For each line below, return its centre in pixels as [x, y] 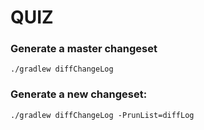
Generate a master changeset [84, 49]
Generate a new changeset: [79, 94]
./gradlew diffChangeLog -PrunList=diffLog [102, 115]
